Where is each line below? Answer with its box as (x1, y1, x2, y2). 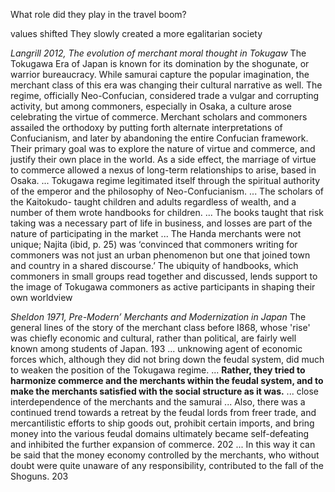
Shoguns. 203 (10, 470, 69, 482)
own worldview (10, 292, 73, 303)
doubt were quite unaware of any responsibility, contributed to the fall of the (10, 460, 324, 471)
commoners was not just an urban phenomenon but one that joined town (10, 249, 311, 261)
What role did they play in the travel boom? (10, 9, 187, 20)
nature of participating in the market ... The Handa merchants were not (10, 228, 302, 239)
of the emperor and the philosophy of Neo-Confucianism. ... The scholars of (10, 185, 325, 197)
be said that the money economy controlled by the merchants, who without (10, 449, 320, 461)
